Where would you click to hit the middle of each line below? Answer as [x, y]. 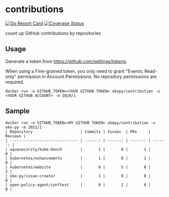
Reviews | [16, 136]
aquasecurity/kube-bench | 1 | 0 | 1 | [80, 149]
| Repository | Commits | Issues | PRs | [78, 132]
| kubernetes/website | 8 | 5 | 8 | [78, 167]
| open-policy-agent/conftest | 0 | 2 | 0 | [78, 185]
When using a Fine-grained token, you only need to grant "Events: [74, 71]
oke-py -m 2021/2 [24, 127]
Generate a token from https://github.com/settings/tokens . [66, 61]
